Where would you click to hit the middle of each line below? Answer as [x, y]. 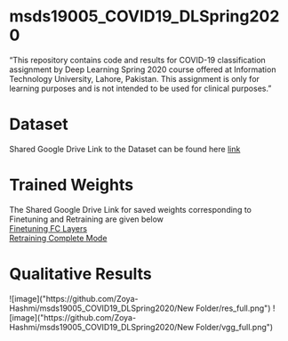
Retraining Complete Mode [58, 238]
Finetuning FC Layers [48, 228]
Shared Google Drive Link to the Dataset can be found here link [125, 149]
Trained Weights [72, 185]
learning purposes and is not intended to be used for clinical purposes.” [140, 88]
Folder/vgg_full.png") [234, 327]
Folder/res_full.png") [233, 308]
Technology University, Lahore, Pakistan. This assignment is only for [135, 78]
